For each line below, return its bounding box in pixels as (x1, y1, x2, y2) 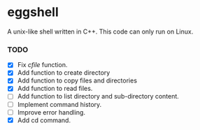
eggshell (7, 4, 59, 20)
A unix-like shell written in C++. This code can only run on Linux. (7, 27, 194, 36)
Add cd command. (17, 116, 71, 124)
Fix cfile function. (17, 61, 68, 69)
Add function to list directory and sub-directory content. (17, 92, 180, 101)
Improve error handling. (17, 108, 86, 116)
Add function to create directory (17, 68, 110, 77)
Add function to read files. (17, 85, 93, 93)
